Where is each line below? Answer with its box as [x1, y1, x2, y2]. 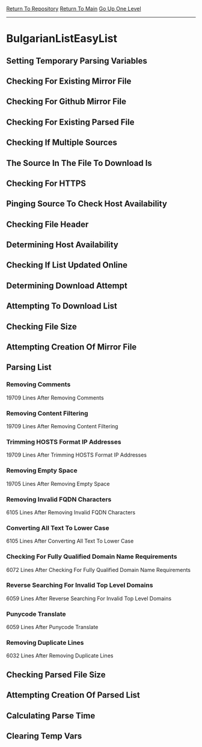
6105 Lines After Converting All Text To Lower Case [6, 538, 134, 545]
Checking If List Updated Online [6, 260, 128, 270]
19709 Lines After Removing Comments [6, 394, 104, 401]
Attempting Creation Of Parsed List [6, 690, 140, 700]
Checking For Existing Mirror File [6, 76, 132, 86]
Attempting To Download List [6, 301, 117, 312]
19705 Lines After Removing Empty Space [6, 480, 110, 487]
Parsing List [6, 362, 52, 372]
